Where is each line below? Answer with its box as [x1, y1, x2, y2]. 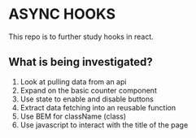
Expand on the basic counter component [20, 85, 157, 95]
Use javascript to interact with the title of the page [20, 119, 189, 130]
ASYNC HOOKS [8, 5, 116, 24]
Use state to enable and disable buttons [20, 94, 155, 104]
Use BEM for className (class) [20, 111, 127, 121]
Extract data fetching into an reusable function [20, 102, 176, 112]
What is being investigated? [8, 55, 153, 69]
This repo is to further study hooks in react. [8, 32, 154, 41]
